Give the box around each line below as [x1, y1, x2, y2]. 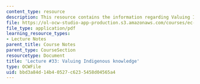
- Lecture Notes [6, 36, 46, 42]
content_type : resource [6, 8, 65, 15]
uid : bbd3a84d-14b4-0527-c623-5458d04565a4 [6, 69, 116, 75]
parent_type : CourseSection [6, 47, 76, 53]
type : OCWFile [6, 63, 42, 70]
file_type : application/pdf [6, 25, 76, 31]
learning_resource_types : [6, 31, 70, 37]
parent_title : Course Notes [6, 42, 76, 48]
